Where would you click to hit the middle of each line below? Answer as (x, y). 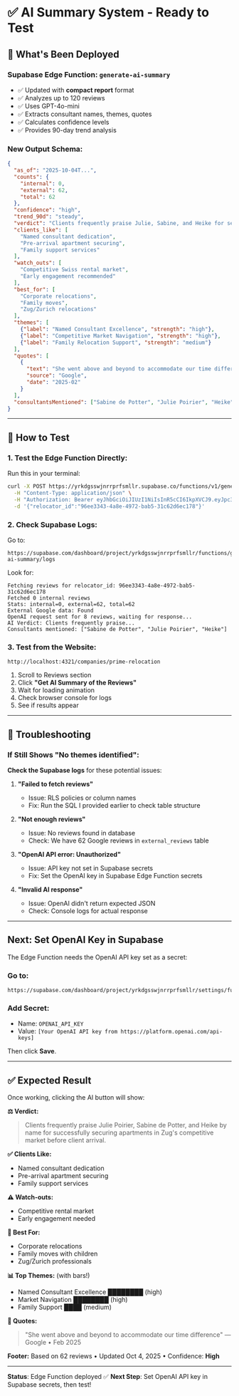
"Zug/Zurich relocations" (59, 309)
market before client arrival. (65, 1140)
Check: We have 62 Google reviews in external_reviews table (118, 840)
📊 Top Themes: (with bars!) (49, 1276)
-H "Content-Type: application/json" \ (73, 493)
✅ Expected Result (49, 1080)
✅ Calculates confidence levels (63, 122)
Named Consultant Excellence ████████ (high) (90, 1292)
